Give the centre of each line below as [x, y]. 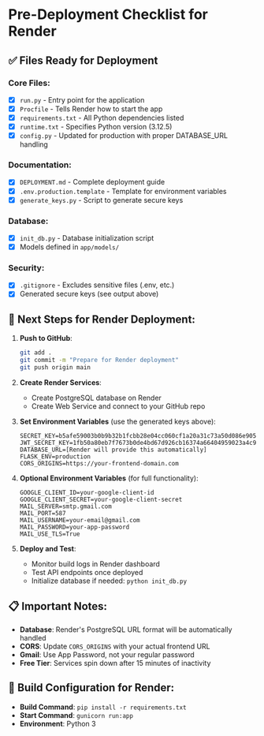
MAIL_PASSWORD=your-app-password [74, 527]
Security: [26, 268]
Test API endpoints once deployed [87, 572]
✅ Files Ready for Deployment [83, 60]
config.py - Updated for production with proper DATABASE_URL [124, 136]
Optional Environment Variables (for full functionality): [109, 478]
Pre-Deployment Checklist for [108, 15]
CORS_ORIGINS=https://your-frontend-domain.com [99, 463]
